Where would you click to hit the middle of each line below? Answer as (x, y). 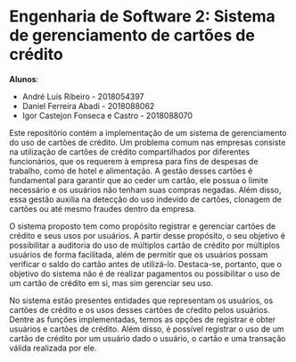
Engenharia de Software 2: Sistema (142, 17)
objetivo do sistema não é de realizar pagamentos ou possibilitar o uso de (145, 274)
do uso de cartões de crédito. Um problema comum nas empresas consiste (148, 142)
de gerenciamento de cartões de (132, 35)
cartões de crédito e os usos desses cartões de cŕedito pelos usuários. (140, 309)
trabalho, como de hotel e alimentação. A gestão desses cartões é (131, 171)
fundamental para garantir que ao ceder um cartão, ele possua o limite (139, 180)
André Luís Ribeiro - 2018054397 (83, 97)
